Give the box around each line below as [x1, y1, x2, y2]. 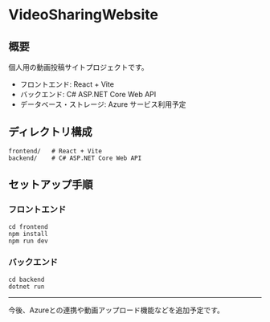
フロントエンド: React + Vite [19, 79, 115, 89]
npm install [8, 230, 48, 238]
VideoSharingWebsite [8, 6, 159, 24]
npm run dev [8, 237, 48, 245]
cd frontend [8, 222, 48, 230]
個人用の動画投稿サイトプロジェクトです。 [8, 63, 149, 71]
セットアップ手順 [8, 178, 93, 192]
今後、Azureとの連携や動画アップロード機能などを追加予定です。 [8, 305, 225, 315]
